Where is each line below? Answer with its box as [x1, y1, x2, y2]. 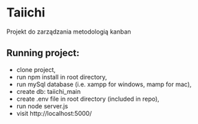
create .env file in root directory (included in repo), [16, 95, 159, 103]
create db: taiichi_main [16, 87, 81, 95]
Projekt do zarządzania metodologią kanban [6, 27, 131, 36]
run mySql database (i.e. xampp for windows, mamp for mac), [16, 80, 192, 88]
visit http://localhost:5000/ [16, 109, 92, 117]
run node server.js [16, 101, 68, 110]
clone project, [16, 65, 56, 73]
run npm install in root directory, [16, 73, 107, 81]
